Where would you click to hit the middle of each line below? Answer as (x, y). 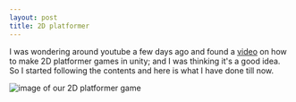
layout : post (34, 17)
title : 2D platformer (50, 26)
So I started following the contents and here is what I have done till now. (142, 70)
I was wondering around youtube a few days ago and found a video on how (148, 51)
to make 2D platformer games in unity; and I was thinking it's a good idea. (145, 61)
